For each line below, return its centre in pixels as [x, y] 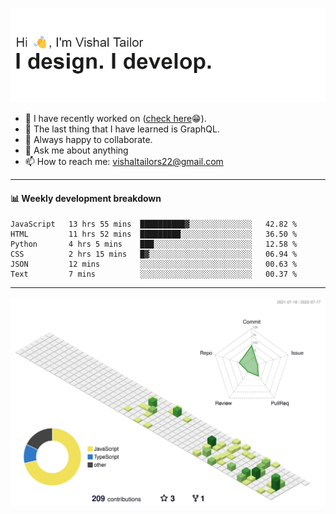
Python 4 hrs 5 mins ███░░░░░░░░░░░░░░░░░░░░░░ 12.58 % [154, 244]
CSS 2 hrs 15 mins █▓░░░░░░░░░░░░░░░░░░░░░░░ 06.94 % [154, 254]
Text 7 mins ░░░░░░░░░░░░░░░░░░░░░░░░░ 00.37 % [154, 274]
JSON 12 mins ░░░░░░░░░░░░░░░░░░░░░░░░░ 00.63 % [154, 264]
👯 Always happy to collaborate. [88, 140]
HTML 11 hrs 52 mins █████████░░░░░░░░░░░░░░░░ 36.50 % [154, 234]
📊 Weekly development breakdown [86, 198]
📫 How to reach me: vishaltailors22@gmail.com [124, 162]
